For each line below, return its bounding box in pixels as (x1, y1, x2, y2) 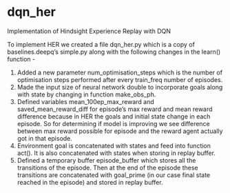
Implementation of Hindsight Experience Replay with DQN (7, 27, 171, 35)
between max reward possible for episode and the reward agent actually (17, 127, 223, 135)
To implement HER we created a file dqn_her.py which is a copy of (7, 40, 195, 48)
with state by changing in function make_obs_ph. (17, 90, 156, 99)
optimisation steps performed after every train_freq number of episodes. (17, 75, 223, 83)
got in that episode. (17, 134, 72, 142)
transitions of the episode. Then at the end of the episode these (17, 163, 198, 172)
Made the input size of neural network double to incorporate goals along (17, 83, 223, 91)
